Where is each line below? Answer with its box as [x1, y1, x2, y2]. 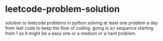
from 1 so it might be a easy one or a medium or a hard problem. [5, 30, 137, 36]
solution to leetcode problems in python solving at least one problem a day [5, 20, 158, 26]
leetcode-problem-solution [5, 3, 120, 15]
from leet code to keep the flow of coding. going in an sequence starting [5, 25, 154, 31]
